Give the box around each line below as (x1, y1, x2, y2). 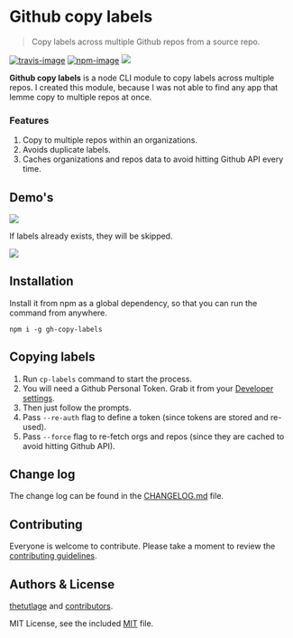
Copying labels (9, 350, 96, 365)
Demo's (9, 190, 54, 205)
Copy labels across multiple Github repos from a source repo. (31, 36, 261, 47)
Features (9, 114, 50, 127)
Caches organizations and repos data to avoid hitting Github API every (22, 154, 284, 164)
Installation (9, 274, 74, 289)
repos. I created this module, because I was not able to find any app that (9, 81, 279, 92)
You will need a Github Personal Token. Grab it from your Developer (22, 382, 274, 394)
